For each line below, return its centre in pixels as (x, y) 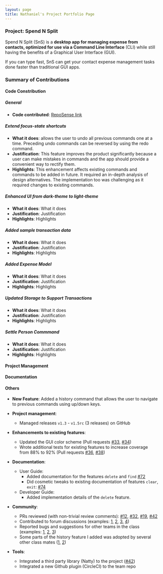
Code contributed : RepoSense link (47, 115)
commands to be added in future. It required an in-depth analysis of (80, 175)
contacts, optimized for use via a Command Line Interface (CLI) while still (80, 47)
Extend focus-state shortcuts (36, 126)
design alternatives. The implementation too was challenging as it (78, 180)
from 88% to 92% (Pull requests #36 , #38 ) (62, 452)
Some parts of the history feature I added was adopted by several (85, 537)
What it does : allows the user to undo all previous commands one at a (82, 138)
